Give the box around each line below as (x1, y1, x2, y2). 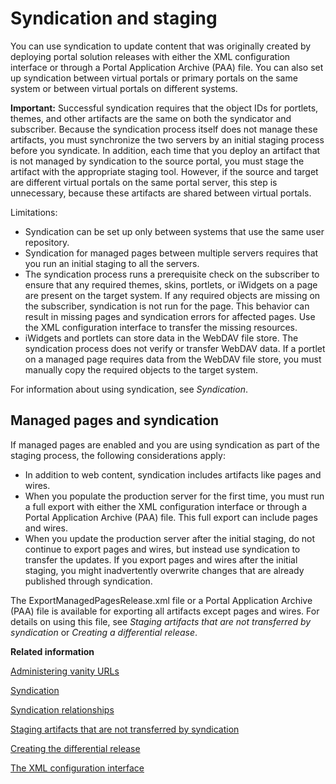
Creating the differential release (10, 742, 141, 754)
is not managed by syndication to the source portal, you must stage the (10, 155, 305, 167)
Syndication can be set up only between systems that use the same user (24, 225, 325, 237)
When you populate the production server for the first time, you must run (24, 490, 325, 502)
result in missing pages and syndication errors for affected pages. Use (24, 310, 316, 322)
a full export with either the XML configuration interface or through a (24, 500, 307, 512)
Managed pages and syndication (10, 412, 220, 429)
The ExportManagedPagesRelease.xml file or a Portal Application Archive (10, 594, 313, 606)
